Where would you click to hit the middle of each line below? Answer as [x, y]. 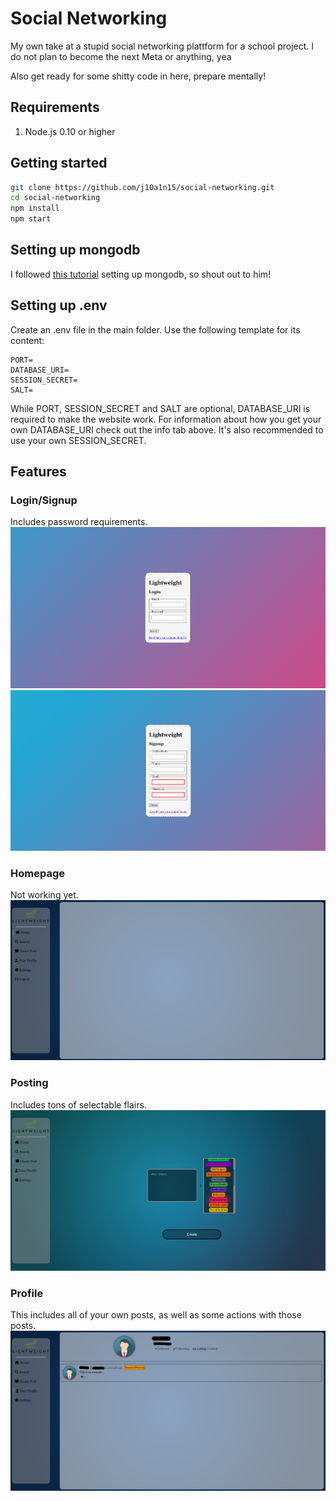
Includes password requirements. [79, 522]
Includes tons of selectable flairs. [78, 1104]
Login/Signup [44, 500]
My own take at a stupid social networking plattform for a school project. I [162, 46]
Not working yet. [44, 895]
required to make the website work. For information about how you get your [166, 419]
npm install [35, 208]
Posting [29, 1083]
